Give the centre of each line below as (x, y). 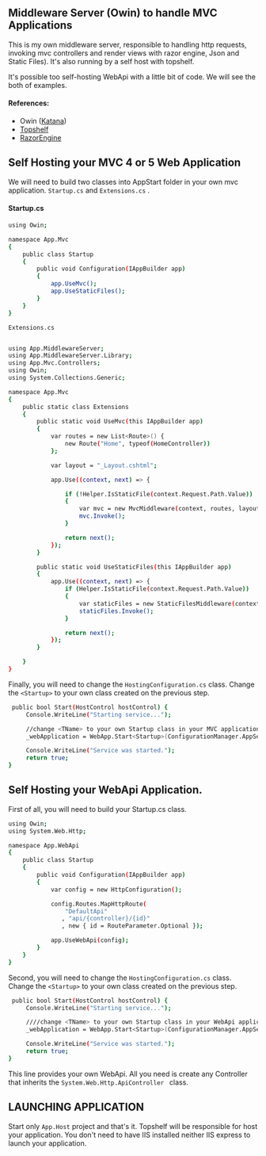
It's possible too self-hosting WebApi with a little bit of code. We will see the (132, 77)
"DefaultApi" (86, 911)
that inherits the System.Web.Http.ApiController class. (98, 1082)
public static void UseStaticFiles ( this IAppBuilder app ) (134, 567)
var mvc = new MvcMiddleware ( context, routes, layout (169, 509)
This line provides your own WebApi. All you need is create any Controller (128, 1074)
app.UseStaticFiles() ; (88, 291)
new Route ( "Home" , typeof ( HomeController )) (138, 444)
